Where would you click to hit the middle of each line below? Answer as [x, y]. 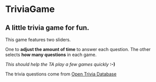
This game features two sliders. [38, 39]
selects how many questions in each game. [51, 54]
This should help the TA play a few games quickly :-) [60, 64]
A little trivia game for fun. [47, 28]
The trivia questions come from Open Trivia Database [61, 74]
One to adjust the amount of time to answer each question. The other [78, 49]
